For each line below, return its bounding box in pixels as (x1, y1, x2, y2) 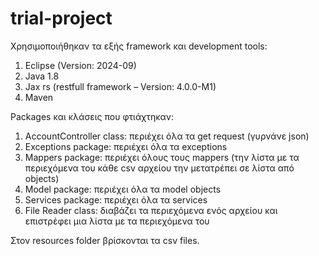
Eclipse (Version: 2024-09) (24, 59, 137, 71)
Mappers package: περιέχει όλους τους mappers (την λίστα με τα (24, 151, 300, 163)
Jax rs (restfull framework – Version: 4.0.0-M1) (24, 80, 217, 92)
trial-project (10, 7, 113, 30)
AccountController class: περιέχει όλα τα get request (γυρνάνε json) (24, 130, 310, 142)
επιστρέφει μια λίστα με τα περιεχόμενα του (24, 215, 210, 227)
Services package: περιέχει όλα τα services (24, 193, 208, 206)
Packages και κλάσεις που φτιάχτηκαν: (10, 110, 175, 122)
